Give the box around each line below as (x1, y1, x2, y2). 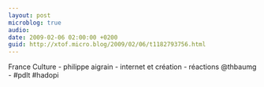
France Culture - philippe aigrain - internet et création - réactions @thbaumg (8, 62, 257, 71)
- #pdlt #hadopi (8, 71, 59, 80)
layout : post (8, 11, 51, 20)
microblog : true (8, 19, 61, 27)
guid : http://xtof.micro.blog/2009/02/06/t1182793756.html (8, 41, 206, 49)
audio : (8, 26, 30, 34)
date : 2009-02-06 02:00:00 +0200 (8, 33, 118, 42)
